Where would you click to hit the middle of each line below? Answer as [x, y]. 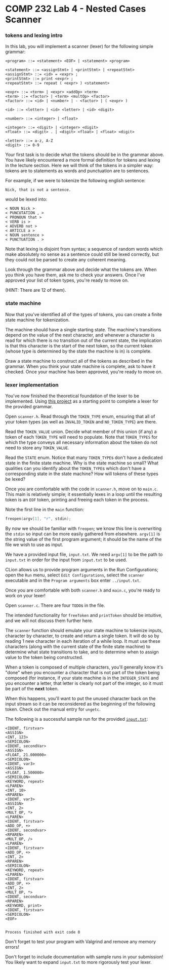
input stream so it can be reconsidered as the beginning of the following [80, 704]
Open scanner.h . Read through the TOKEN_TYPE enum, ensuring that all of [80, 416]
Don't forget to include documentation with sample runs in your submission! [84, 957]
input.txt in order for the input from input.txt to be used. [66, 560]
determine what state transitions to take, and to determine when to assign [82, 652]
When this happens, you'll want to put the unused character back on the [80, 698]
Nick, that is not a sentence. [38, 190]
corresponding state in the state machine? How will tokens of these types [82, 474]
